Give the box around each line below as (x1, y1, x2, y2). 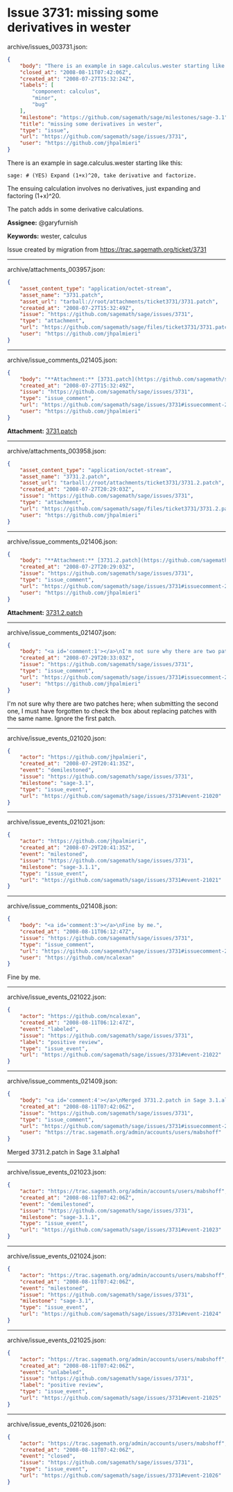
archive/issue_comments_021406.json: (7, 537, 118, 546)
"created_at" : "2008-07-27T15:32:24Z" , (19, 75, 135, 83)
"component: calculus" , (32, 88, 101, 95)
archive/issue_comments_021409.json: (7, 1077, 118, 1086)
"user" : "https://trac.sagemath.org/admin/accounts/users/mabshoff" (19, 1129, 222, 1136)
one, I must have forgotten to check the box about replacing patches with (7, 706, 217, 715)
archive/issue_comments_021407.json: (7, 628, 116, 636)
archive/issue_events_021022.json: (7, 993, 107, 1001)
